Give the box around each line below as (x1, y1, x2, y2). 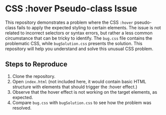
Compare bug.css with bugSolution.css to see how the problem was (12, 100, 152, 106)
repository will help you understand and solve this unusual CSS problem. (5, 46, 154, 52)
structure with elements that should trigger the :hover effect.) (12, 84, 138, 90)
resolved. (12, 105, 32, 111)
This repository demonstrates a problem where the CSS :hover (5, 19, 134, 25)
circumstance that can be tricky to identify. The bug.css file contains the (5, 35, 153, 41)
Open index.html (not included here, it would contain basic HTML (12, 78, 147, 84)
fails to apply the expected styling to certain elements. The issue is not (16, 24, 161, 30)
